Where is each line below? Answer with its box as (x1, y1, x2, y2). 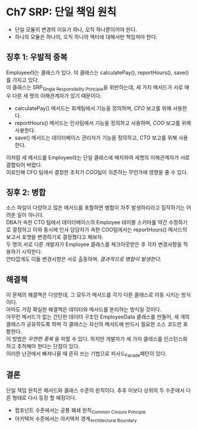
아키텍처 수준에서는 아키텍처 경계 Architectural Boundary (14, 415, 137, 424)
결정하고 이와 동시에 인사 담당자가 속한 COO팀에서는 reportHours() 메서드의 (12, 226, 188, 233)
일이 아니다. (16, 211, 44, 218)
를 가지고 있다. (6, 76, 39, 83)
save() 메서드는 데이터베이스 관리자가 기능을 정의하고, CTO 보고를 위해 (14, 134, 178, 141)
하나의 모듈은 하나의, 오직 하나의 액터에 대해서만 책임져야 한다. (14, 33, 158, 40)
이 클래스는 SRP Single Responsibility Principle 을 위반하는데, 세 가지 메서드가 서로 (6, 84, 183, 92)
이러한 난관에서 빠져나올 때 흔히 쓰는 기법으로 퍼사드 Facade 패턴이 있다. (6, 350, 167, 358)
